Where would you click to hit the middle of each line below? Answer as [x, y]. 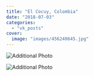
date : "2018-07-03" [30, 17]
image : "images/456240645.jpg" [50, 39]
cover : [14, 34]
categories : [21, 22]
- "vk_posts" [28, 28]
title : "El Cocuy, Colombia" [42, 11]
